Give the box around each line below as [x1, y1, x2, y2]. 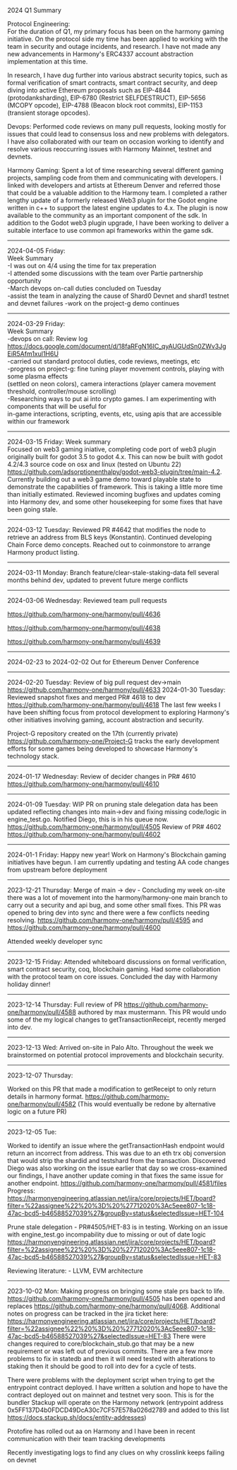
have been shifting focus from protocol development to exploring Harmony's [7, 708, 230, 717]
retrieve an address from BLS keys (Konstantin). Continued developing [7, 533, 212, 541]
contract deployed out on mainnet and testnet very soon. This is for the [7, 1391, 214, 1399]
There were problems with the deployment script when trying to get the [7, 1376, 215, 1384]
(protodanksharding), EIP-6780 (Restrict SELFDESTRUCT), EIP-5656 [7, 93, 206, 102]
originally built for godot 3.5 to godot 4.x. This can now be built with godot [7, 453, 224, 461]
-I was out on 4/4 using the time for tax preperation [7, 262, 157, 270]
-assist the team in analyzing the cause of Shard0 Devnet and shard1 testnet [7, 291, 229, 300]
